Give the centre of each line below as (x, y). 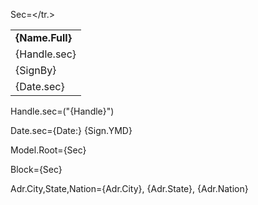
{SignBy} (36, 70)
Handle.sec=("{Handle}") (62, 111)
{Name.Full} (43, 37)
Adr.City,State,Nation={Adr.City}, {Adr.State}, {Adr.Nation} (129, 188)
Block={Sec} (36, 169)
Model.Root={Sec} (48, 150)
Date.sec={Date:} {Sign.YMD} (71, 130)
